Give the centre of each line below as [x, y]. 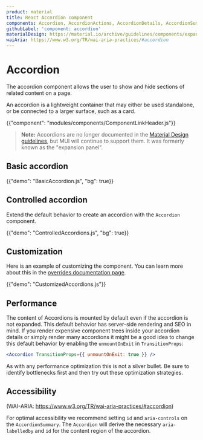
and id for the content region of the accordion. [93, 430]
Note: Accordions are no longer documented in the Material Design [105, 134]
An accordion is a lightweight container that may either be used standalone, [100, 105]
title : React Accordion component [50, 18]
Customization [35, 251]
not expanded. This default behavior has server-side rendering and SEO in [99, 325]
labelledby [20, 431]
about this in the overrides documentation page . [66, 273]
